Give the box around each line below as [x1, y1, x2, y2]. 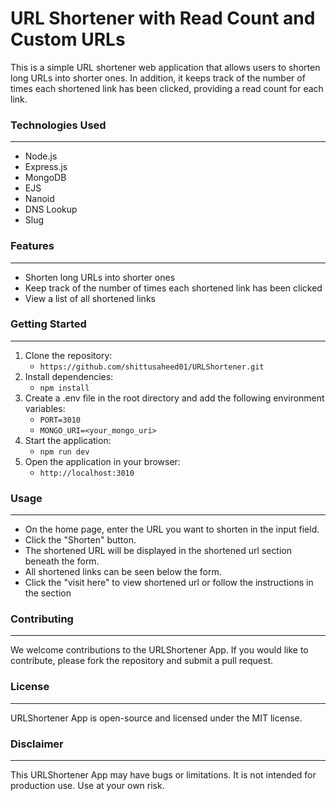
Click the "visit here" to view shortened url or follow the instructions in [24, 577, 314, 589]
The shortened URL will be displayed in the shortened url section [24, 545, 293, 557]
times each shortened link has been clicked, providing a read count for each [10, 82, 324, 94]
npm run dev [39, 447, 90, 457]
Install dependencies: [24, 370, 114, 382]
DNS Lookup [24, 203, 78, 216]
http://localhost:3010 [39, 468, 135, 478]
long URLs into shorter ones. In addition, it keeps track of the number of [10, 72, 306, 84]
